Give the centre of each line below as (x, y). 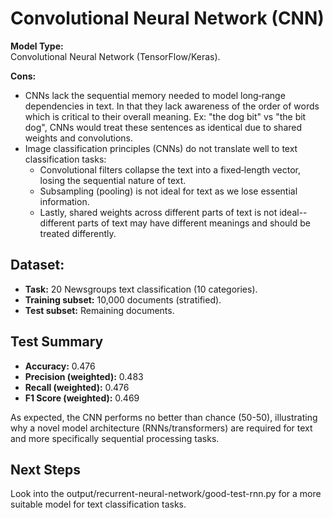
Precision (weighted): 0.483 (84, 376)
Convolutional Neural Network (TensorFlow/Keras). (115, 56)
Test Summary (57, 342)
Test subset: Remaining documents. (99, 310)
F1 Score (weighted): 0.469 (82, 398)
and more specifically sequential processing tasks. (115, 438)
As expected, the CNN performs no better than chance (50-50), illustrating (164, 417)
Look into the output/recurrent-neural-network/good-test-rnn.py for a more (166, 494)
